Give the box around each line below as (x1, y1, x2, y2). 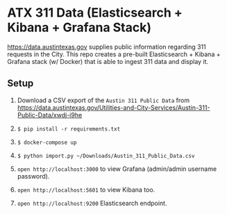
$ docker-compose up (17, 139, 77, 146)
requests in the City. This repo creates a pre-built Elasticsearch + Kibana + (7, 50, 221, 58)
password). (17, 172, 50, 180)
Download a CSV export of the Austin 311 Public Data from (17, 96, 190, 104)
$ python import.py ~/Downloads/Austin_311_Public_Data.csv (17, 152, 195, 159)
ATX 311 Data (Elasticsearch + (7, 5, 183, 21)
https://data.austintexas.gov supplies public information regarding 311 (7, 42, 206, 51)
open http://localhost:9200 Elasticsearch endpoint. (17, 199, 167, 207)
